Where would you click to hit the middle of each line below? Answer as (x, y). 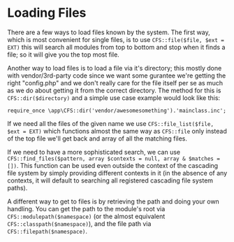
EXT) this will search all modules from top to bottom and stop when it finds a (116, 47)
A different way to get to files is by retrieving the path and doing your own (114, 201)
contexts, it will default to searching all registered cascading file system (110, 180)
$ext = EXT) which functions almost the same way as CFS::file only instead (117, 131)
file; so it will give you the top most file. (64, 55)
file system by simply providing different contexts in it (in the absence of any (117, 173)
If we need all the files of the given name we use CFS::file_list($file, (111, 123)
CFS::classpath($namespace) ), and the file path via (79, 223)
